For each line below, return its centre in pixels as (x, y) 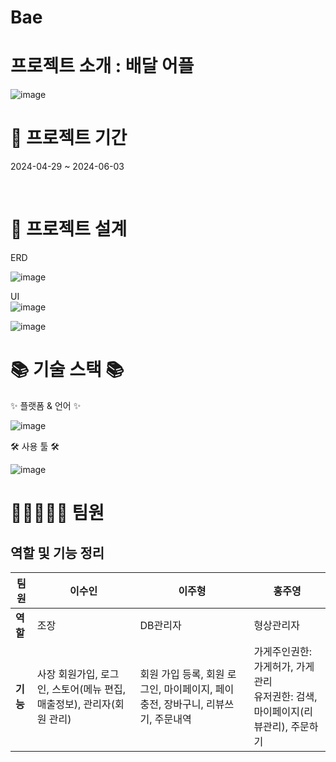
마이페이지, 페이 (199, 689)
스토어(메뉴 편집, (89, 689)
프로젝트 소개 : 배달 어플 (102, 66)
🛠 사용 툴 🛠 (35, 446)
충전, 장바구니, (171, 704)
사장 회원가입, (67, 674)
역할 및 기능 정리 (57, 552)
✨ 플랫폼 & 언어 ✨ (46, 405)
